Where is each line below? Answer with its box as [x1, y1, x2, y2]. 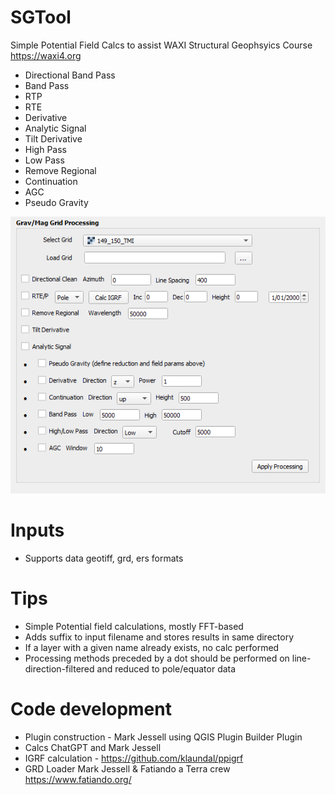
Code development [10, 697, 172, 720]
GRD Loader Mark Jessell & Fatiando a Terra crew [24, 762, 231, 775]
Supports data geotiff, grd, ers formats [24, 552, 184, 564]
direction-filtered [24, 662, 95, 675]
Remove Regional [24, 164, 97, 176]
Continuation [24, 175, 78, 187]
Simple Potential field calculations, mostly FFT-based [24, 620, 244, 632]
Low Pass [24, 154, 65, 166]
